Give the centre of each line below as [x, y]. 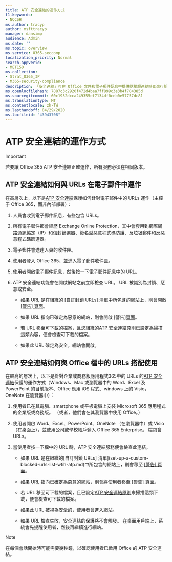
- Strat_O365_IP [23, 77]
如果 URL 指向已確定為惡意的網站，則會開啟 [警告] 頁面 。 [80, 317]
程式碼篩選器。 [33, 239]
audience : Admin [23, 39]
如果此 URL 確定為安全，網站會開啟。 [60, 345]
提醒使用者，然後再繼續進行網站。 [70, 527]
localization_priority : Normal [39, 58]
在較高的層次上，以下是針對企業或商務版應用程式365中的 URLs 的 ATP [79, 376]
